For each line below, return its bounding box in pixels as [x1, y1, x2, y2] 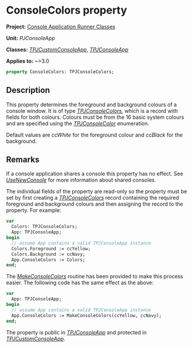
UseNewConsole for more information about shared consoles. [6, 177, 157, 184]
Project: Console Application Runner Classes [6, 23, 116, 30]
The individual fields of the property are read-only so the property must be [6, 188, 187, 195]
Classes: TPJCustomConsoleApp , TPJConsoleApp [6, 45, 129, 53]
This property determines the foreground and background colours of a [6, 101, 177, 108]
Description [6, 85, 50, 95]
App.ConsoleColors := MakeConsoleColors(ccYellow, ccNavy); [11, 313, 162, 318]
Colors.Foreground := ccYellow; [11, 246, 91, 252]
